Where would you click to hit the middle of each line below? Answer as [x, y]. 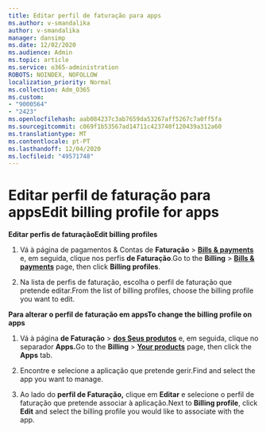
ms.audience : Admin [40, 53]
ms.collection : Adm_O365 [49, 90]
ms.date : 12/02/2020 [42, 45]
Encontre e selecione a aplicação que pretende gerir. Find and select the [137, 371]
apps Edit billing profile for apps [114, 212]
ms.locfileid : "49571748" [51, 156]
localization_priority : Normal [60, 82]
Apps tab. [36, 356]
